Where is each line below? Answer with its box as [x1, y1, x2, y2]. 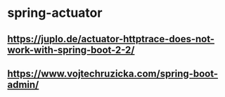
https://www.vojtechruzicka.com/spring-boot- [7, 67, 219, 79]
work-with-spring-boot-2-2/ [7, 44, 135, 56]
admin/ [7, 79, 39, 91]
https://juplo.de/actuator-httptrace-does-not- [7, 33, 215, 45]
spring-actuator [7, 5, 103, 21]
